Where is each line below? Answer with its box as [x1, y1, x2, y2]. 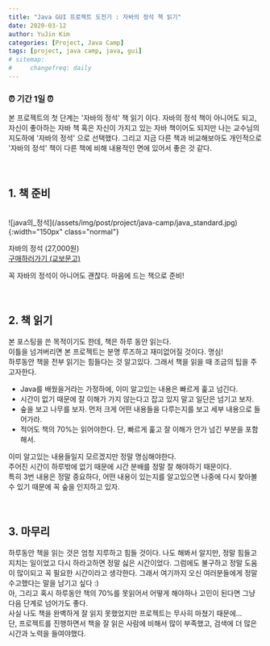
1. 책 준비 [8, 186, 51, 200]
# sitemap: [8, 56, 45, 64]
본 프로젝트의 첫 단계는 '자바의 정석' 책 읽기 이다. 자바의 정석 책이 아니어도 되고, [8, 113, 257, 123]
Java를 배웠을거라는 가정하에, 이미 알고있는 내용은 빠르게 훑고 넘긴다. [19, 384, 239, 394]
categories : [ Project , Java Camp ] [8, 39, 125, 47]
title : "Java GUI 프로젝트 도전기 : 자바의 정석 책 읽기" [8, 13, 182, 21]
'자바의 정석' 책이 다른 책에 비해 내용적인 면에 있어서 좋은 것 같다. [8, 144, 212, 153]
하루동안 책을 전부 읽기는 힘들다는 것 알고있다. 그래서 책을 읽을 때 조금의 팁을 [8, 356, 249, 366]
